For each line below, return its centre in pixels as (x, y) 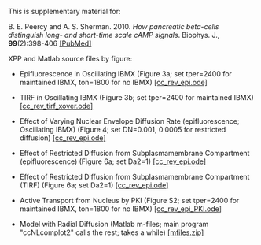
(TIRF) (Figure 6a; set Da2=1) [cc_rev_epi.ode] (94, 185)
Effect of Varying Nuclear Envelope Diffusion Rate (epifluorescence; (129, 121)
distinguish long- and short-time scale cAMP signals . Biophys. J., (114, 35)
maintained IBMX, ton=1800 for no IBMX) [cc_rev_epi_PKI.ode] (121, 209)
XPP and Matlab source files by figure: (70, 59)
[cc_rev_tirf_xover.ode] (56, 106)
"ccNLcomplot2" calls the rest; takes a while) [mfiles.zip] (112, 232)
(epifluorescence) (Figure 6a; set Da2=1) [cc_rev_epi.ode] (113, 161)
